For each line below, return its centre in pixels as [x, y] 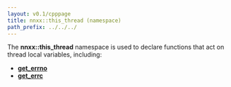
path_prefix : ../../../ [42, 27]
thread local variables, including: [55, 54]
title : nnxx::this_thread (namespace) [64, 21]
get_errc [30, 76]
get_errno [32, 69]
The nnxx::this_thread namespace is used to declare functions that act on [116, 47]
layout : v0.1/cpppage [39, 14]
